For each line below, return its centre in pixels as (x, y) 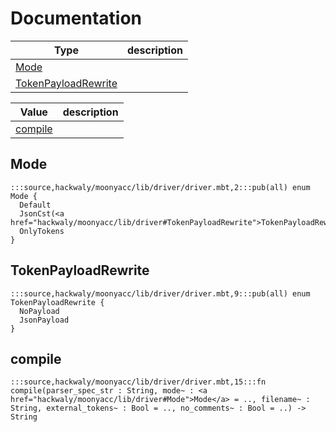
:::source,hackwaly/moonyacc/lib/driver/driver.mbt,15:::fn (138, 382)
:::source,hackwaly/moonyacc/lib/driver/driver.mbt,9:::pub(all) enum (160, 293)
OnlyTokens (42, 231)
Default (35, 205)
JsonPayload (44, 320)
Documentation (76, 18)
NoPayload (39, 311)
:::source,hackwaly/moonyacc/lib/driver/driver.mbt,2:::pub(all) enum (160, 187)
